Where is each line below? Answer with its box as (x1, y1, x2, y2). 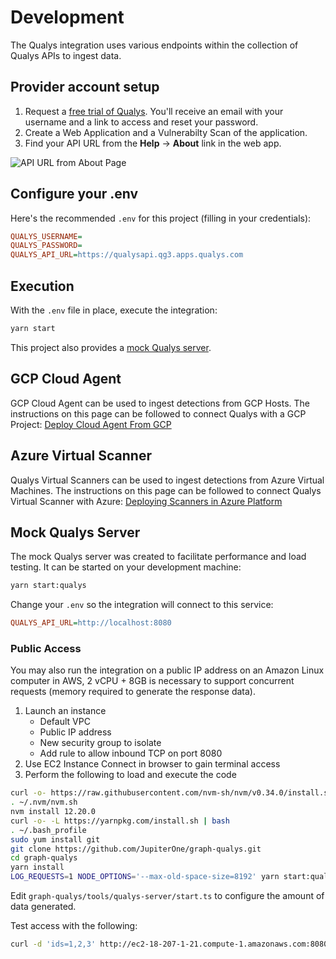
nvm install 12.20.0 (10, 807, 97, 817)
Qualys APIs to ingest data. (10, 49, 122, 61)
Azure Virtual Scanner (10, 447, 152, 465)
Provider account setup (10, 79, 160, 96)
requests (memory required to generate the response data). (10, 686, 256, 698)
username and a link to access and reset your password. (24, 116, 259, 128)
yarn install (10, 862, 65, 873)
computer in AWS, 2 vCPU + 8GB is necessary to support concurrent (10, 675, 295, 687)
